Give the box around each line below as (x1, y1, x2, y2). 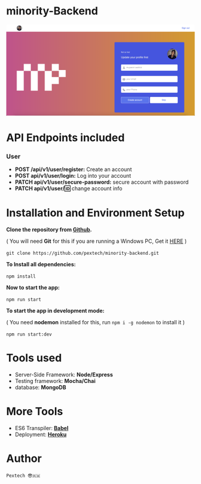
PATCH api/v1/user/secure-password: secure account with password (14, 178, 189, 186)
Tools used (6, 351, 62, 365)
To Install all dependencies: (6, 260, 76, 267)
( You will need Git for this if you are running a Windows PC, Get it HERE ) (6, 238, 187, 245)
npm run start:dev (6, 331, 52, 337)
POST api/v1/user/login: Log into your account (14, 172, 132, 179)
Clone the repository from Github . (6, 226, 92, 233)
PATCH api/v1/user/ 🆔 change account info (14, 185, 123, 192)
